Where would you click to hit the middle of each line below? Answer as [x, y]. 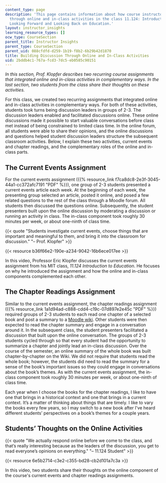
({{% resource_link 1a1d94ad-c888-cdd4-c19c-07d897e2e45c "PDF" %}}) [81, 309]
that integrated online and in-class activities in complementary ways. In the [82, 80]
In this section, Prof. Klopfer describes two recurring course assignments [80, 74]
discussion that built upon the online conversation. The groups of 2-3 [76, 335]
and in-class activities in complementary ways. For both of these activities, [81, 105]
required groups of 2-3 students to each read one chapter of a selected [78, 314]
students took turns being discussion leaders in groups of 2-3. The [73, 110]
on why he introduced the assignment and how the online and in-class [77, 271]
